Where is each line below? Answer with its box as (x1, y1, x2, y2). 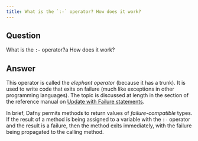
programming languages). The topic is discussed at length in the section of (6, 92, 189, 99)
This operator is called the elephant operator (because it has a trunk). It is (6, 79, 186, 86)
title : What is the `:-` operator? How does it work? (6, 8, 142, 15)
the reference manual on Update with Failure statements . (6, 98, 145, 105)
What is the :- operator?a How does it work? (6, 46, 115, 53)
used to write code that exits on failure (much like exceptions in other (6, 85, 174, 92)
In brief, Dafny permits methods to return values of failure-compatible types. (6, 110, 193, 117)
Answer (6, 63, 36, 73)
